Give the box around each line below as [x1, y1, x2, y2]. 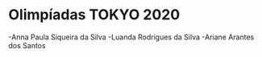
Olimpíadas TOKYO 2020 [8, 6, 181, 24]
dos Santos [8, 40, 46, 50]
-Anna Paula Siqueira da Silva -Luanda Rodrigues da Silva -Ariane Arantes [8, 32, 255, 42]
